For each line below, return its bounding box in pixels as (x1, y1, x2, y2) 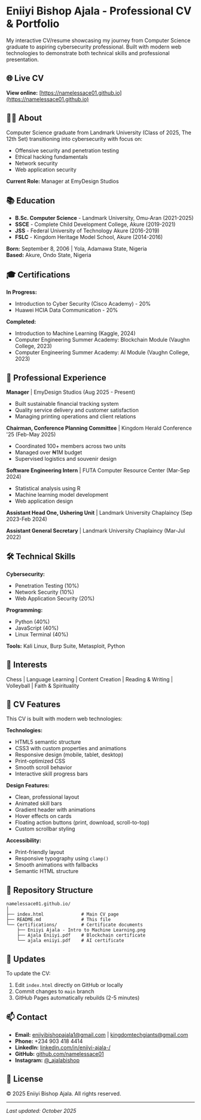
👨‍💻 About (6, 113, 42, 123)
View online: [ (6, 89, 42, 96)
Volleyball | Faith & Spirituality (6, 682, 80, 689)
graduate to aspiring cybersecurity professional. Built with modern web (6, 43, 182, 50)
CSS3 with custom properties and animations (14, 745, 127, 752)
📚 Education (6, 195, 56, 206)
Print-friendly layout (14, 849, 65, 856)
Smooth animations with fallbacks (14, 861, 99, 868)
